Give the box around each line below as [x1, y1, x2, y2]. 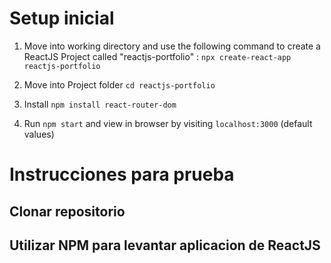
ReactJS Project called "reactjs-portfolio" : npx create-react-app [23, 50, 292, 62]
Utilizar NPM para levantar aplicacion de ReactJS [9, 237, 321, 254]
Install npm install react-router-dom [23, 98, 177, 110]
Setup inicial [9, 7, 115, 30]
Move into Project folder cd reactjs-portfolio [23, 78, 216, 91]
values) [23, 128, 55, 140]
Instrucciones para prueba [9, 163, 235, 186]
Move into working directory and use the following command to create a [23, 40, 321, 52]
